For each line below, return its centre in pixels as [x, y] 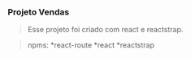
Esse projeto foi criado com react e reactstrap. [105, 30]
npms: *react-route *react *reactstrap [91, 45]
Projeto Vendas [39, 12]
